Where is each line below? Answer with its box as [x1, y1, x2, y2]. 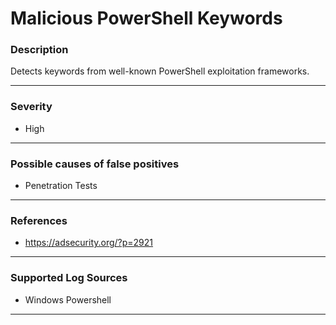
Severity [10, 100, 53, 114]
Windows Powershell [24, 293, 112, 306]
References [10, 214, 68, 227]
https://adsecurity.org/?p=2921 [24, 237, 154, 249]
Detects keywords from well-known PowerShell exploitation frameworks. [10, 65, 310, 77]
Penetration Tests [24, 180, 98, 192]
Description [10, 43, 69, 57]
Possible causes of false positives [10, 157, 180, 171]
